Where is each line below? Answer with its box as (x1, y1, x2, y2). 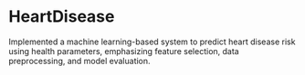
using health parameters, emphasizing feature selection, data (8, 45, 239, 56)
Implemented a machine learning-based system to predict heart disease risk (8, 36, 296, 47)
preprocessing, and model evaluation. (8, 55, 152, 66)
